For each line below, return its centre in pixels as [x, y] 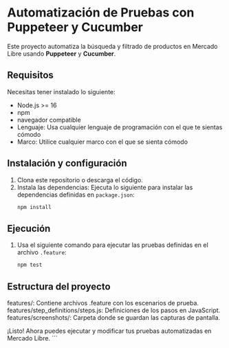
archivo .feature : [42, 252]
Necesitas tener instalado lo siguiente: [61, 91]
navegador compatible [49, 120]
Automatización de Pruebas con [101, 13]
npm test [30, 265]
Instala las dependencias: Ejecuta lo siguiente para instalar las [105, 187]
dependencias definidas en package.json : [76, 195]
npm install [34, 207]
